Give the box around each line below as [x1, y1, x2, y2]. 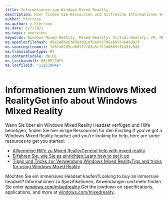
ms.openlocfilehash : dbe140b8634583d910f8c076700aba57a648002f [5, 40, 140, 45]
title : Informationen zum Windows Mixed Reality [5, 7, 108, 12]
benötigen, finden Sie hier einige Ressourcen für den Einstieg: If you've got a [5, 128, 162, 134]
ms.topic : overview [5, 30, 46, 35]
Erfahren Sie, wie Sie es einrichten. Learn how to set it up [12, 153, 129, 159]
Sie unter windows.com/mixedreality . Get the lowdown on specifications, [5, 184, 154, 190]
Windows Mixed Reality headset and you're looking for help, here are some [5, 133, 160, 139]
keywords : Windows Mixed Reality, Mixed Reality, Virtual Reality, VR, [5, 35, 157, 40]
